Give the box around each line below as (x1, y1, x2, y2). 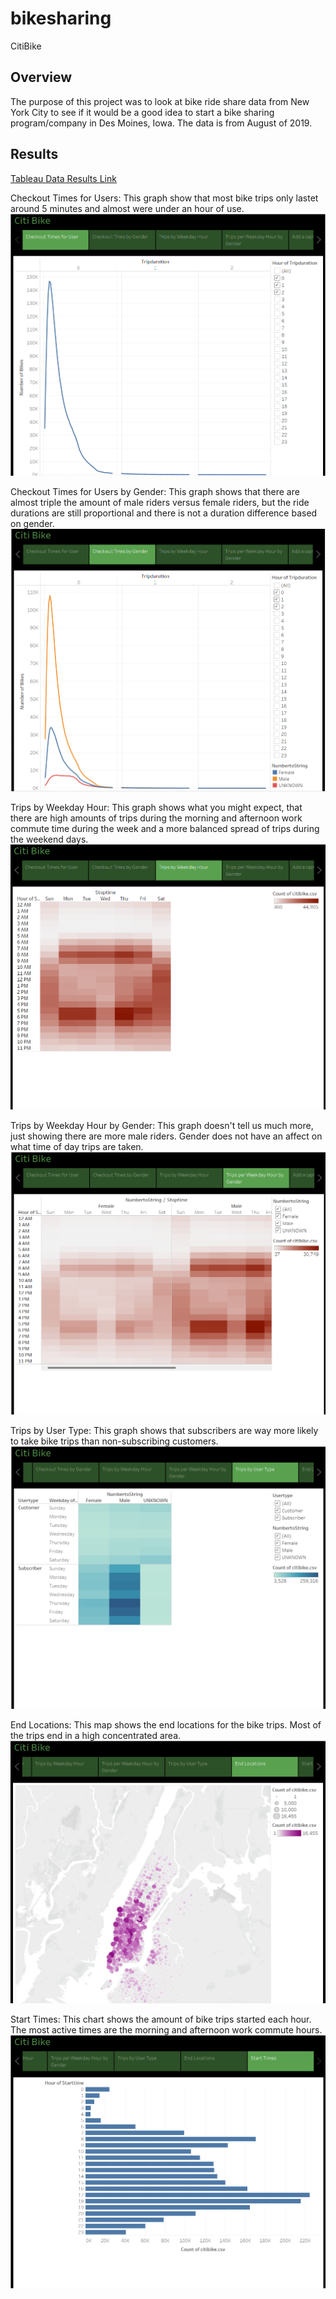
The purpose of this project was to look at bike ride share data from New (10, 95, 310, 107)
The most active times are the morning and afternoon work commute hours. (10, 2024, 323, 2036)
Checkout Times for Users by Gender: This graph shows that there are (10, 485, 300, 497)
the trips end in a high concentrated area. (10, 1729, 182, 1741)
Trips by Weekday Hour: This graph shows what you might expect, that (10, 802, 303, 814)
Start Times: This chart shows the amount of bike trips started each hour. (10, 2013, 312, 2026)
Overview (10, 69, 73, 86)
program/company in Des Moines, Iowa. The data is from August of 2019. (10, 117, 313, 129)
